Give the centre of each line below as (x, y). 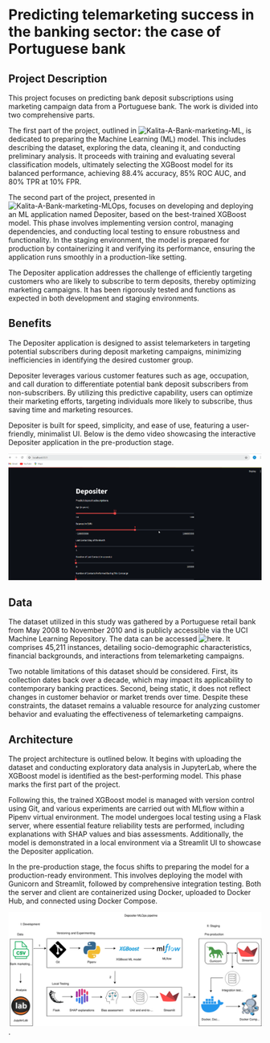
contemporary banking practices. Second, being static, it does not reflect (130, 689)
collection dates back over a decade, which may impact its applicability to (131, 680)
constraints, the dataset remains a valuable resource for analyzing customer (134, 706)
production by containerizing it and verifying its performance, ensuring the (132, 248)
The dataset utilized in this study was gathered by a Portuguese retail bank (132, 622)
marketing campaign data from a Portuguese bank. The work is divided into (133, 106)
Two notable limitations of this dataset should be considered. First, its (123, 672)
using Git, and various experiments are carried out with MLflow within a (127, 808)
